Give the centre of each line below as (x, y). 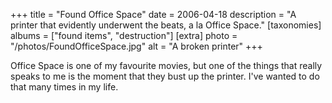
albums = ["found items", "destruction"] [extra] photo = (124, 35)
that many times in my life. (64, 87)
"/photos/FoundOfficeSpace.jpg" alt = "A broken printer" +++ (136, 46)
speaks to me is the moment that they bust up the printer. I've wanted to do (165, 76)
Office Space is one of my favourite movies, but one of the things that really (166, 65)
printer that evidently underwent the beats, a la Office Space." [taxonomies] (166, 25)
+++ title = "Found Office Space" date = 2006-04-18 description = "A (153, 14)
